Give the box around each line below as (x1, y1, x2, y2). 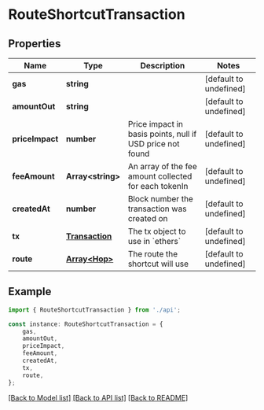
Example (8, 285, 52, 298)
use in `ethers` (127, 236, 181, 246)
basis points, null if (127, 128, 197, 139)
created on (127, 213, 168, 223)
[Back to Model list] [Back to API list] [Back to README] (8, 393, 189, 402)
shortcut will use (127, 258, 189, 269)
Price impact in (127, 119, 183, 129)
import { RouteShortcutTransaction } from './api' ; (8, 305, 181, 314)
